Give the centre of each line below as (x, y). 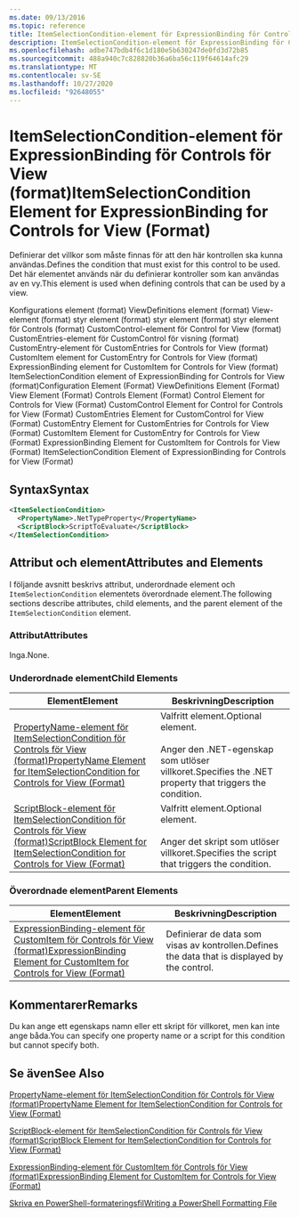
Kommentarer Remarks (73, 1005)
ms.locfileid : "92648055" (57, 92)
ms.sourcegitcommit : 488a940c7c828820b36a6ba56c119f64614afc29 (129, 59)
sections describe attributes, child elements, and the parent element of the (146, 603)
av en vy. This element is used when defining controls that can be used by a (148, 284)
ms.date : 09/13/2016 (48, 17)
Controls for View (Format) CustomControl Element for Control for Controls (146, 405)
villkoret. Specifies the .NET (216, 772)
